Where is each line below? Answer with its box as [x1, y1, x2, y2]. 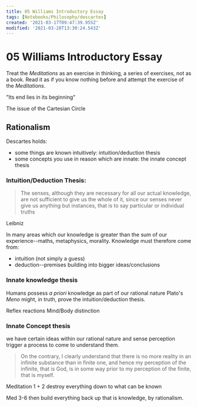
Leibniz [6, 220, 24, 227]
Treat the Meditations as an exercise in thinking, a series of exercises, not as [6, 70, 192, 77]
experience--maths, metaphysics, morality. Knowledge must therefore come [6, 238, 191, 245]
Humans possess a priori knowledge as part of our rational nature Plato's [6, 289, 183, 296]
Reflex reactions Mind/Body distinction [6, 307, 100, 314]
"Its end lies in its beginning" [6, 94, 76, 101]
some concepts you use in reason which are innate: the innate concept [14, 155, 186, 162]
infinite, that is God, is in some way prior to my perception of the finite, [20, 365, 192, 372]
